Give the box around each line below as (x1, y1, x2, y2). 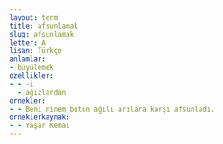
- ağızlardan (17, 88, 67, 97)
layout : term (9, 13, 58, 22)
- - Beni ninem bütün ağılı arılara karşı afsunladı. (9, 105, 216, 114)
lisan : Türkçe (9, 47, 63, 55)
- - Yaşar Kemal (9, 122, 70, 131)
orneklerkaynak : (9, 113, 70, 122)
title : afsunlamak (9, 21, 78, 30)
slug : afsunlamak (9, 30, 75, 38)
